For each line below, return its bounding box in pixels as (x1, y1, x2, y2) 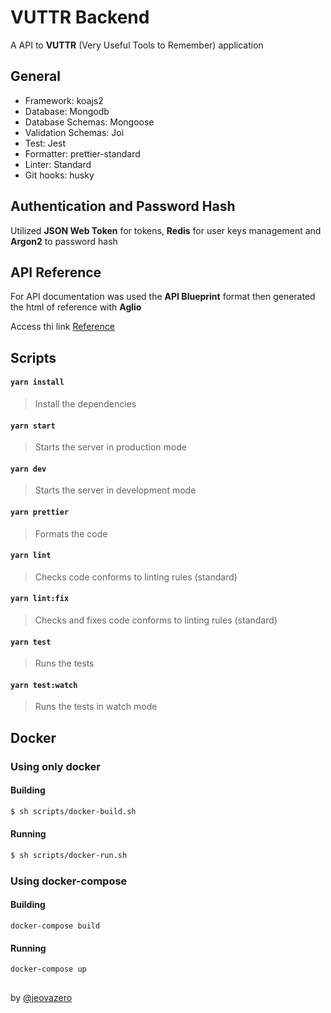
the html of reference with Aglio (10, 301, 142, 313)
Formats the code (34, 527, 108, 540)
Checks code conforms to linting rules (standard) (34, 571, 238, 583)
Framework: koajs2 (24, 94, 104, 106)
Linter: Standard (24, 158, 92, 170)
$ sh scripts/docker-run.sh (10, 850, 128, 860)
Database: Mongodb (24, 105, 110, 117)
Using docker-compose (10, 874, 128, 888)
